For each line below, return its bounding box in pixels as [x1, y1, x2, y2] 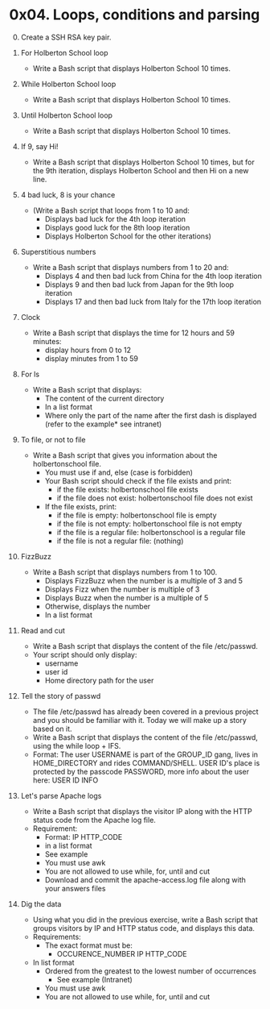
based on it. [32, 724, 72, 733]
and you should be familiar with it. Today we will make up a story [32, 715, 247, 725]
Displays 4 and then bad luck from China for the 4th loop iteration [44, 271, 262, 280]
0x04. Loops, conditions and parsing [9, 6, 260, 24]
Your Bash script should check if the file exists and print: [44, 475, 232, 485]
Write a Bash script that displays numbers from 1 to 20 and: [32, 262, 229, 272]
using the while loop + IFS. [32, 741, 121, 750]
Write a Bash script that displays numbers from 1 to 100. [32, 567, 218, 577]
